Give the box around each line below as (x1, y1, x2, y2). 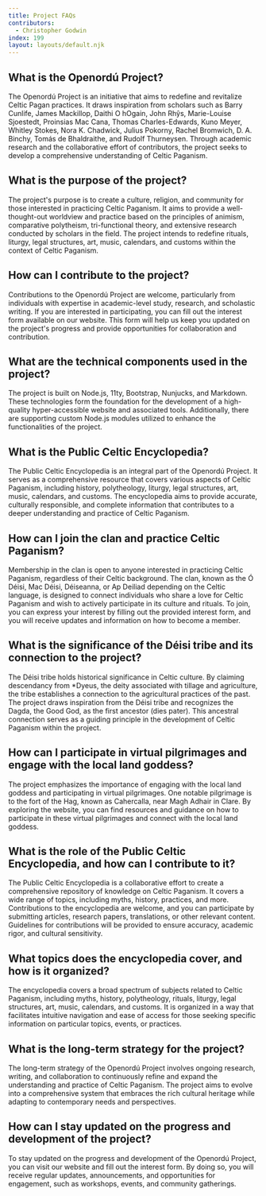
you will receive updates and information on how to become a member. (8, 616, 241, 625)
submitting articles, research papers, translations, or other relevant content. (8, 912, 256, 922)
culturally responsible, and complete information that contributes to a (8, 500, 234, 509)
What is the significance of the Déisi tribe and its (8, 639, 254, 652)
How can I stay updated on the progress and (8, 1120, 231, 1133)
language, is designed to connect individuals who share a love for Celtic (8, 590, 244, 600)
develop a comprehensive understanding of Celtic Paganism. (8, 150, 208, 160)
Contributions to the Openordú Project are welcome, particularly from (8, 289, 236, 299)
